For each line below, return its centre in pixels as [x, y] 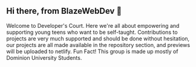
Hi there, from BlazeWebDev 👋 [64, 11]
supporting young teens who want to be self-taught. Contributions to [92, 32]
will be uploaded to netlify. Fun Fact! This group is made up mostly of [92, 51]
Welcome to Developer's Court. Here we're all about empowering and [93, 25]
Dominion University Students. [44, 57]
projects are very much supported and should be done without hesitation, [98, 38]
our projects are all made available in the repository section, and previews [98, 45]
